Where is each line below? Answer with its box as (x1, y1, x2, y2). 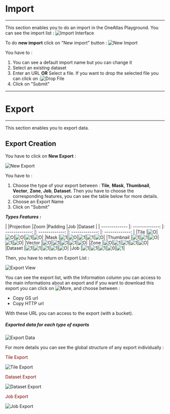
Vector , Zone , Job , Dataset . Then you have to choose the (12, 188, 134, 194)
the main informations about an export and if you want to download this (5, 279, 154, 286)
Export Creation (5, 140, 57, 148)
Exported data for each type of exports (5, 322, 90, 328)
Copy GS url (12, 295, 38, 301)
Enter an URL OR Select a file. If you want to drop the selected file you (12, 70, 159, 76)
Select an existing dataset (12, 64, 67, 71)
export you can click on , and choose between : (5, 285, 120, 291)
